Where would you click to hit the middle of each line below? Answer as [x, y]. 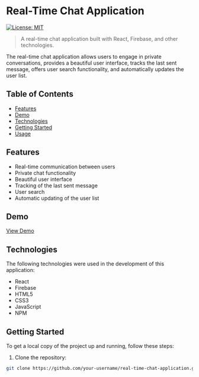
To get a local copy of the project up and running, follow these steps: [90, 346]
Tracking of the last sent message [56, 186]
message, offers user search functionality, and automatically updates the [95, 69]
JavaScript [28, 307]
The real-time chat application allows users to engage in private [84, 56]
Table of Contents [40, 94]
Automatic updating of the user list [57, 198]
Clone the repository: [41, 357]
